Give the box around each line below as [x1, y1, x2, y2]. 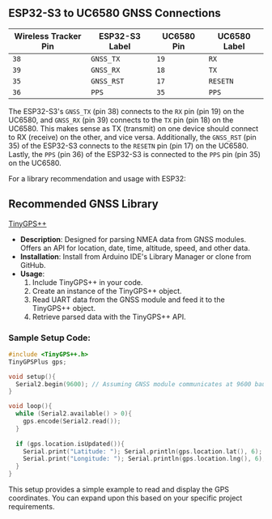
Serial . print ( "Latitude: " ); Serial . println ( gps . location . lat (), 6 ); [23, 447, 263, 456]
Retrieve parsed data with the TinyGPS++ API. [32, 312, 186, 321]
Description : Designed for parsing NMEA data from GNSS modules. [19, 234, 247, 244]
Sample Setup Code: [8, 332, 91, 343]
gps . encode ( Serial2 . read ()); [23, 417, 121, 426]
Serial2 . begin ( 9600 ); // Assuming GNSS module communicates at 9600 [15, 380, 252, 388]
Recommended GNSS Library [8, 198, 159, 211]
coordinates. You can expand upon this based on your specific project [8, 493, 243, 503]
